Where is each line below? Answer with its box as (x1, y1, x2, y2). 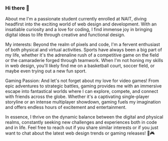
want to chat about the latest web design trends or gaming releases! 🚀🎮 (5, 130, 155, 136)
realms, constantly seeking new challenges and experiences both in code (5, 119, 157, 125)
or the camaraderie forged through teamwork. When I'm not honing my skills (5, 57, 163, 63)
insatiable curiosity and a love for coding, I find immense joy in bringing (5, 26, 153, 32)
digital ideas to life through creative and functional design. (5, 32, 125, 38)
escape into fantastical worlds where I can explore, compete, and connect (5, 88, 158, 94)
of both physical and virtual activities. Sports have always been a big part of (5, 47, 162, 53)
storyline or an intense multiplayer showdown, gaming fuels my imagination (5, 99, 161, 105)
